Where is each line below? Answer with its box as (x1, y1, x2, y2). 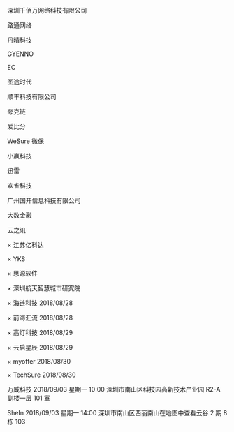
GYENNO (7, 50, 34, 58)
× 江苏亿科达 (7, 241, 44, 249)
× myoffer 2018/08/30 (7, 357, 71, 365)
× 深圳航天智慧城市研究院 (7, 284, 81, 292)
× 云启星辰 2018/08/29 (7, 343, 73, 351)
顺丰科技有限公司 (7, 93, 57, 100)
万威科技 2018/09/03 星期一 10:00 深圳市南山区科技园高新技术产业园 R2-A (7, 385, 221, 393)
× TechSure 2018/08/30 (7, 371, 76, 379)
